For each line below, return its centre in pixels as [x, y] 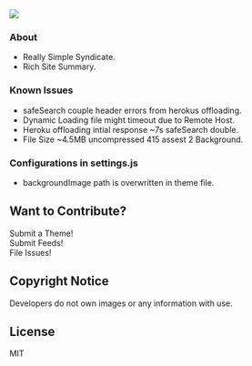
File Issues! [30, 252]
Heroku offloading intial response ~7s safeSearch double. [131, 129]
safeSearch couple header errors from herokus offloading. [132, 110]
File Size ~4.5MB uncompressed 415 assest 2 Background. [133, 139]
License [32, 331]
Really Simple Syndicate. [69, 57]
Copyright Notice [59, 281]
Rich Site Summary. [59, 66]
